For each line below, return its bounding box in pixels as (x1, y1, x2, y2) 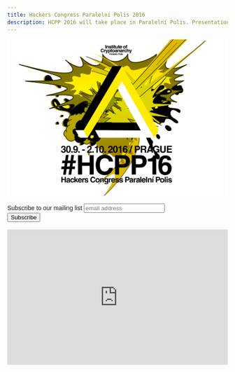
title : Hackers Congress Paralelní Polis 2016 (7, 11, 145, 18)
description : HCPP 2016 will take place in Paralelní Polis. (7, 18, 190, 26)
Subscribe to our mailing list (7, 204, 83, 212)
